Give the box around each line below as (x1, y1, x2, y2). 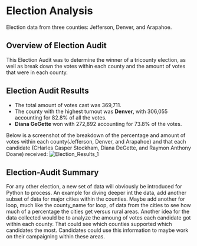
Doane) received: (6, 150, 48, 157)
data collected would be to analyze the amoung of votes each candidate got (6, 214, 191, 221)
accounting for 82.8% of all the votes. (14, 114, 107, 121)
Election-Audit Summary (6, 167, 99, 177)
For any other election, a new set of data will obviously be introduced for (6, 183, 182, 190)
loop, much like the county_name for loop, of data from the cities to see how (6, 202, 192, 209)
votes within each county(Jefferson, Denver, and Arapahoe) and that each (6, 138, 186, 145)
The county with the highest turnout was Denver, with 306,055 (14, 108, 168, 115)
